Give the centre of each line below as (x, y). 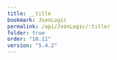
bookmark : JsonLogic (37, 20)
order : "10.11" (29, 39)
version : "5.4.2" (32, 46)
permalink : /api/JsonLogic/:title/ (59, 26)
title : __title (29, 13)
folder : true (26, 33)
